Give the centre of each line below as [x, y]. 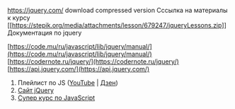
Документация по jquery [45, 33]
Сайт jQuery [36, 90]
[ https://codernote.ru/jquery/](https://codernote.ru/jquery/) [93, 62]
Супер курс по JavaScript [56, 98]
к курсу [19, 18]
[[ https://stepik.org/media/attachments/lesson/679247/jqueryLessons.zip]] [117, 25]
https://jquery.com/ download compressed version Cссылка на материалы [117, 10]
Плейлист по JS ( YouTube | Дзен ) [68, 83]
